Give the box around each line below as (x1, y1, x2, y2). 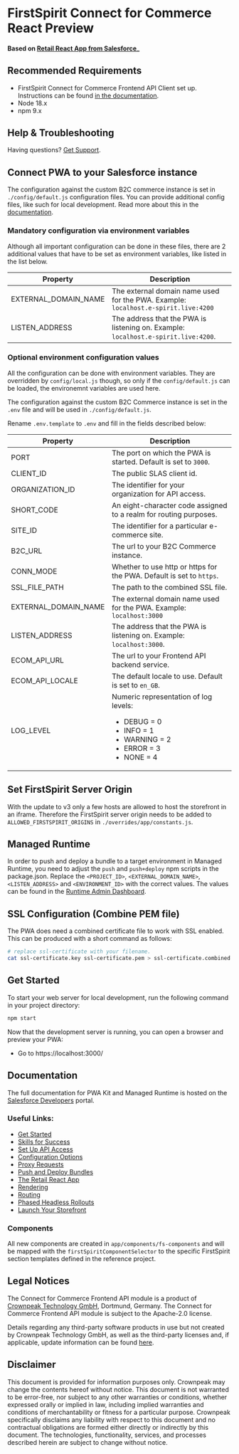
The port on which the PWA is (111, 448, 211, 458)
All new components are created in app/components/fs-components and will (7, 1240, 225, 1248)
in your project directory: (7, 1001, 80, 1009)
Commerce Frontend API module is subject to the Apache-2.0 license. (7, 1309, 212, 1317)
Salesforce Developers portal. (7, 1096, 95, 1105)
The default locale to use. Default (111, 671, 223, 681)
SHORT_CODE (11, 505, 58, 515)
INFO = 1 (123, 725, 154, 735)
